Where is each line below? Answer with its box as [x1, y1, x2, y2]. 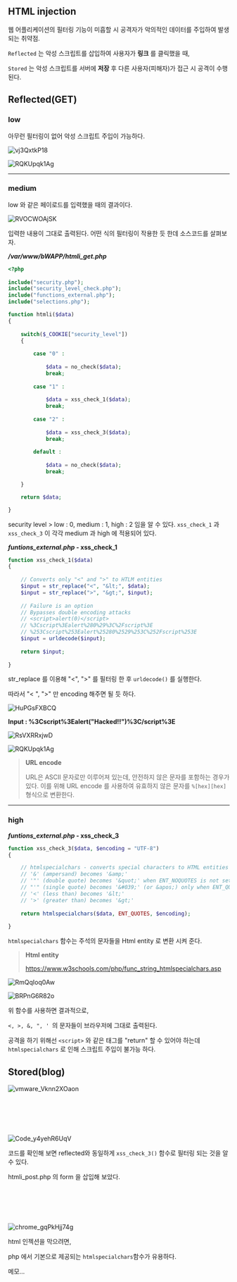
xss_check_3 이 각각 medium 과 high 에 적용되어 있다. [8, 528, 157, 537]
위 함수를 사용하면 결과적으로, [8, 1007, 89, 1015]
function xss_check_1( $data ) [8, 556, 94, 564]
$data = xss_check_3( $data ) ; [45, 429, 132, 436]
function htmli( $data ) [8, 311, 75, 318]
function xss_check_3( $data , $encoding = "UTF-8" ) [8, 845, 160, 852]
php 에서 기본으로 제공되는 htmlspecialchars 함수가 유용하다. [8, 1252, 177, 1261]
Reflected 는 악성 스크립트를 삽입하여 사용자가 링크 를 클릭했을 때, [8, 49, 191, 57]
